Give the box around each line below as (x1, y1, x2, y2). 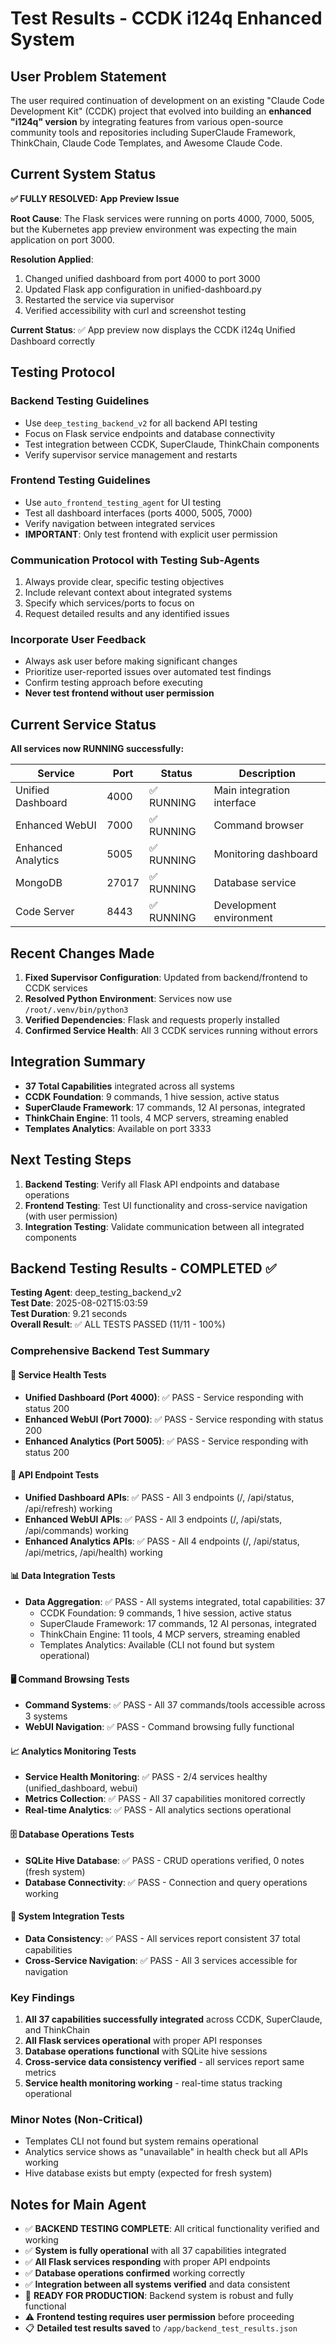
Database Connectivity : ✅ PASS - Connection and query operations (24, 1876, 308, 1888)
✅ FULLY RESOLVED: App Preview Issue (10, 192, 180, 204)
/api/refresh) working (24, 1502, 113, 1514)
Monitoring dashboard (213, 847, 318, 861)
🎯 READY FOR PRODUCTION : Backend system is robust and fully (24, 2290, 294, 2302)
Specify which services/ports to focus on (24, 597, 195, 609)
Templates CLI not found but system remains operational (24, 2135, 259, 2147)
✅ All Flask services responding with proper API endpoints (24, 2256, 271, 2268)
